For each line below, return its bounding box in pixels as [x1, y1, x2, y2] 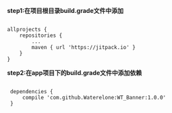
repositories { [19, 32, 63, 39]
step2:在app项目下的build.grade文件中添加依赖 [7, 69, 142, 77]
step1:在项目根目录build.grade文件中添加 [7, 7, 124, 14]
